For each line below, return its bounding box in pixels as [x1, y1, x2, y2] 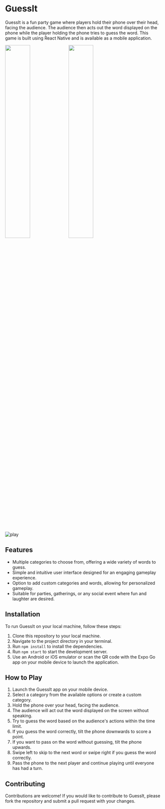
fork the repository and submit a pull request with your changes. [5, 798, 135, 804]
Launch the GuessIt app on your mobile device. [12, 686, 108, 693]
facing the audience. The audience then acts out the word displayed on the [5, 24, 158, 30]
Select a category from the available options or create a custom [12, 692, 142, 698]
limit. [12, 723, 22, 729]
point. [12, 734, 25, 740]
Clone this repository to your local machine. [12, 633, 101, 639]
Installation [5, 610, 40, 619]
